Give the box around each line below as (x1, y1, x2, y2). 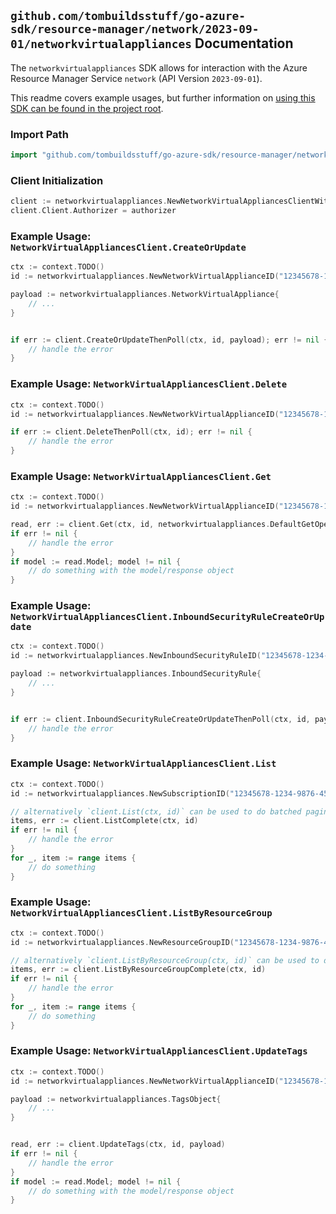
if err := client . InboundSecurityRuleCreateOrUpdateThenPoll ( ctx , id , (10, 714, 311, 724)
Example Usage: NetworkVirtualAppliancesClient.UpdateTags (10, 1044, 308, 1058)
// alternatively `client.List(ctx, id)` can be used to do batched (10, 806, 302, 817)
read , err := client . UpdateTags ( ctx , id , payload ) (10, 1140, 226, 1150)
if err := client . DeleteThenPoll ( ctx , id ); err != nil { (10, 427, 253, 437)
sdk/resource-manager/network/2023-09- (10, 22, 260, 37)
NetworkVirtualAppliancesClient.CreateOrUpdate (10, 241, 247, 253)
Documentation (194, 35, 294, 52)
